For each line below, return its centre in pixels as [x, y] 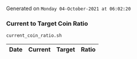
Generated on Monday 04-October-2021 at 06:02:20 [68, 8]
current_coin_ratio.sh [34, 36]
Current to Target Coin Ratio [47, 23]
